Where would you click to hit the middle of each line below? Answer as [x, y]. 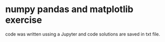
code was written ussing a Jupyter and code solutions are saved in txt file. [83, 34]
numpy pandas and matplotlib [69, 9]
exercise [24, 20]
